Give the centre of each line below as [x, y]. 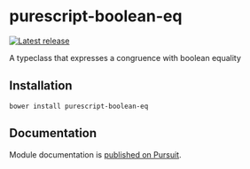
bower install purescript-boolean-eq [79, 106]
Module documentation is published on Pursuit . [95, 154]
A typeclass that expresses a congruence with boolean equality [125, 58]
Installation [41, 86]
